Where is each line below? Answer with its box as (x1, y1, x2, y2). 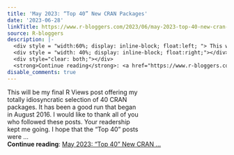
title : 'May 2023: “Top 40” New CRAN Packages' (7, 10, 148, 17)
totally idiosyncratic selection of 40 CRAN (7, 95, 127, 103)
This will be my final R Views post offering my (7, 88, 138, 96)
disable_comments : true (7, 68, 77, 75)
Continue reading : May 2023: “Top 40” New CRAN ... (7, 140, 162, 148)
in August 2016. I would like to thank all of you (7, 110, 139, 119)
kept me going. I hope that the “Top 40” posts (7, 125, 139, 133)
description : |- (7, 36, 54, 43)
